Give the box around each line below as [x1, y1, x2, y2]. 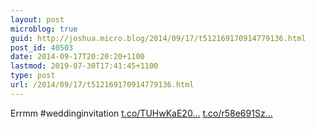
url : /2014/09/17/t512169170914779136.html [10, 80, 195, 90]
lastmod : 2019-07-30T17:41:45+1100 [10, 61, 159, 71]
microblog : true [10, 24, 78, 34]
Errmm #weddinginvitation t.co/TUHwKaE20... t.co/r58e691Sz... [10, 107, 273, 119]
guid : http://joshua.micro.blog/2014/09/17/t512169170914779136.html [10, 33, 307, 43]
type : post [10, 71, 56, 81]
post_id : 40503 [10, 42, 74, 53]
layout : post [10, 14, 65, 25]
